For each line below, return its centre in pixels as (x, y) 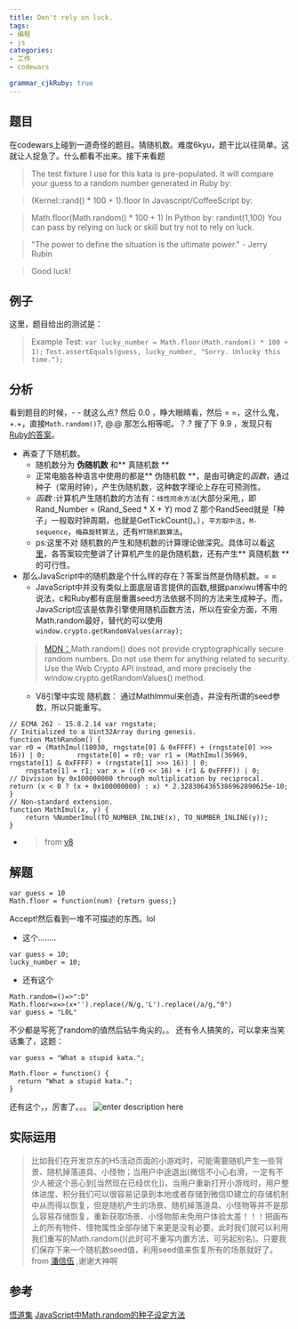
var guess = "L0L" (43, 1012)
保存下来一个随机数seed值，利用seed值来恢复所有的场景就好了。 (158, 1249)
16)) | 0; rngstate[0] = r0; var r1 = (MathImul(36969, (129, 756)
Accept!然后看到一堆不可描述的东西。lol (82, 919)
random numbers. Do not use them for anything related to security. (167, 659)
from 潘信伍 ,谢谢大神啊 (74, 1260)
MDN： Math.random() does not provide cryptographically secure (164, 649)
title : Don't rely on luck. (61, 17)
